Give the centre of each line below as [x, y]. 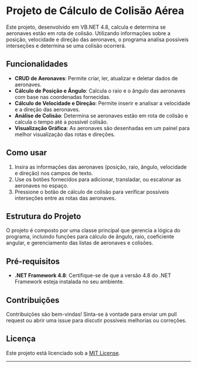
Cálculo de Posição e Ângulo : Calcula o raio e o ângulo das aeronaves [100, 91]
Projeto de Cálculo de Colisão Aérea [95, 11]
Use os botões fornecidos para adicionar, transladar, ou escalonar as [98, 179]
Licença [21, 339]
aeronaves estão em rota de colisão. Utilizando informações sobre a [89, 33]
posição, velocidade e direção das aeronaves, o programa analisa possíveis [97, 39]
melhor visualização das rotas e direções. [65, 134]
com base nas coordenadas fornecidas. [62, 97]
